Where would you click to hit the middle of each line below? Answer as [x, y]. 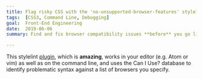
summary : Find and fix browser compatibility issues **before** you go [98, 34]
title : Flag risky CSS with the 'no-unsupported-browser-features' [93, 12]
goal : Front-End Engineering [44, 23]
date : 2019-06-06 [29, 29]
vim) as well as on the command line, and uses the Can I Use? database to [99, 63]
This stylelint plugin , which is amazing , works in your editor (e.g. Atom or [97, 57]
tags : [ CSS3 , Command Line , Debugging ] [58, 17]
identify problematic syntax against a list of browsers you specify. [88, 69]
